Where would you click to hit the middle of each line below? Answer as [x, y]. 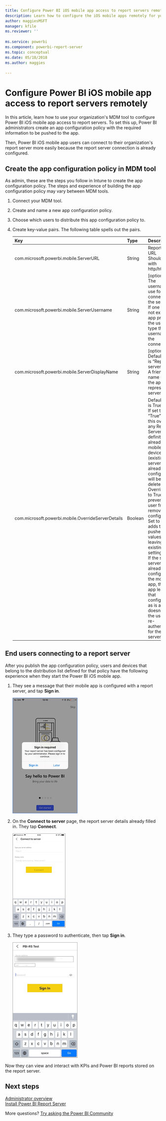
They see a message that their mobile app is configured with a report [83, 685]
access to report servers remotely [77, 103]
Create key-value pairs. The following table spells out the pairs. [77, 229]
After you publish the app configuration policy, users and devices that [76, 665]
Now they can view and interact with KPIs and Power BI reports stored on [80, 1066]
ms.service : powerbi [26, 42]
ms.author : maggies [25, 63]
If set [153, 410]
